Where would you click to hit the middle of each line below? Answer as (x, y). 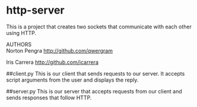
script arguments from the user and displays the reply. (72, 80)
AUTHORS (19, 44)
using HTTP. (21, 33)
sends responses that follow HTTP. (49, 98)
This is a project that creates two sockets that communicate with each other (99, 27)
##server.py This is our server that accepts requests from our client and (94, 91)
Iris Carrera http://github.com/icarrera (53, 62)
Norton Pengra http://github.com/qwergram (59, 50)
